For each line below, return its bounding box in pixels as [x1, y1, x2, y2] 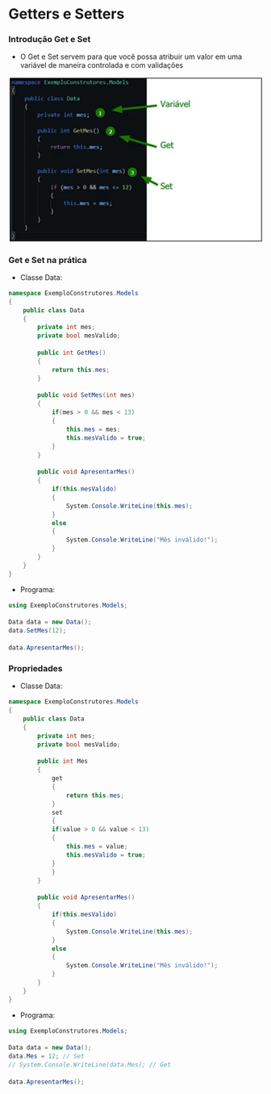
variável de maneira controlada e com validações [19, 61, 184, 70]
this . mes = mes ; [65, 425, 121, 433]
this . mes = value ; [65, 842, 128, 851]
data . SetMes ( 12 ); [8, 627, 67, 635]
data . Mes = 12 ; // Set [8, 1052, 85, 1061]
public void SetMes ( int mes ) [37, 391, 135, 399]
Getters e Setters [8, 5, 125, 23]
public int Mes [37, 758, 89, 766]
